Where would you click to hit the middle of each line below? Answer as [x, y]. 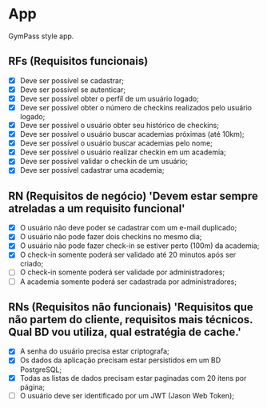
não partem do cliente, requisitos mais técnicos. [131, 320]
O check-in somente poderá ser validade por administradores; [122, 272]
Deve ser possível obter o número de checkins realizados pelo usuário [136, 107]
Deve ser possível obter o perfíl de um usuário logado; [110, 98]
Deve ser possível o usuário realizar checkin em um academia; [123, 152]
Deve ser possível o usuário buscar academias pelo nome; [116, 143]
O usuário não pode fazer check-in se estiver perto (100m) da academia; [139, 246]
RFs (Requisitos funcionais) [78, 61]
